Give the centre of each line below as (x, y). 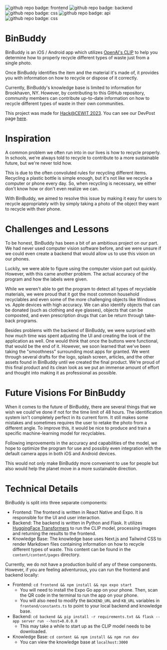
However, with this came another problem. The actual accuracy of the (77, 274)
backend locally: (22, 575)
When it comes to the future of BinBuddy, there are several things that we (81, 406)
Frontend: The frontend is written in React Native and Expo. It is (78, 512)
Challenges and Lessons (57, 229)
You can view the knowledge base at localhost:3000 (74, 642)
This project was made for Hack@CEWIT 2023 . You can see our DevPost (80, 113)
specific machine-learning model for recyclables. (56, 433)
